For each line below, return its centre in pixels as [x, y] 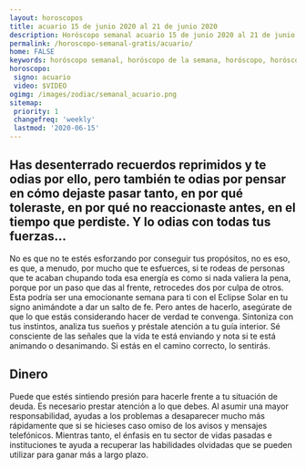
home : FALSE [32, 52]
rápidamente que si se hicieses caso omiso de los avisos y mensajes [138, 425]
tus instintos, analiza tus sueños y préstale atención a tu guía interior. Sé [145, 326]
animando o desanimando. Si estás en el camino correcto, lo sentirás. [140, 345]
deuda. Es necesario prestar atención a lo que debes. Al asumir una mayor [149, 406]
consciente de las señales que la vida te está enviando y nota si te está [143, 336]
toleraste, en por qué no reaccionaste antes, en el [153, 208]
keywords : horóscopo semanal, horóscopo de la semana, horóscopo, [138, 60]
